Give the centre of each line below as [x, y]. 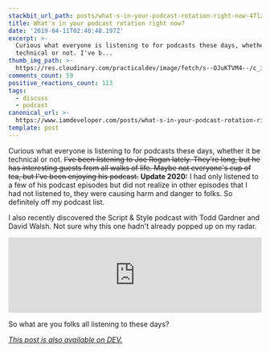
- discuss [32, 98]
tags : [17, 90]
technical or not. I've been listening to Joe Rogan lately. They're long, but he [135, 159]
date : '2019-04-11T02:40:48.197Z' [66, 31]
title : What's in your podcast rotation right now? [96, 23]
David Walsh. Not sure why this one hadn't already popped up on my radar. [133, 226]
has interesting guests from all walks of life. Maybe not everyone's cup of [130, 168]
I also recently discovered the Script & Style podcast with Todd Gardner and [134, 217]
